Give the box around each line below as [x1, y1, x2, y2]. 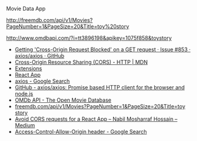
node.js [14, 90, 34, 97]
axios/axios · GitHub [14, 52, 64, 59]
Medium [14, 122, 36, 129]
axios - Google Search [14, 77, 70, 84]
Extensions [14, 65, 42, 72]
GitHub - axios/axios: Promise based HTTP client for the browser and [14, 84, 185, 91]
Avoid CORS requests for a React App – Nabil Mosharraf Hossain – [14, 115, 178, 123]
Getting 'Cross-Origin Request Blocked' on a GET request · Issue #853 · [14, 46, 191, 53]
